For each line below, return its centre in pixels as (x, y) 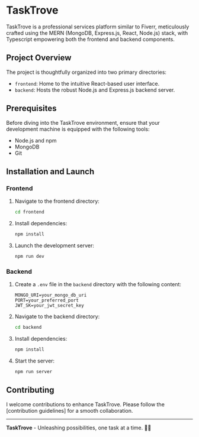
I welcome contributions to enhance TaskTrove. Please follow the (85, 404)
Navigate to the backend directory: (57, 316)
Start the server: (35, 361)
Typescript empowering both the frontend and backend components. (90, 39)
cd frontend (29, 212)
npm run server (33, 371)
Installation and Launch (50, 171)
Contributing (30, 390)
